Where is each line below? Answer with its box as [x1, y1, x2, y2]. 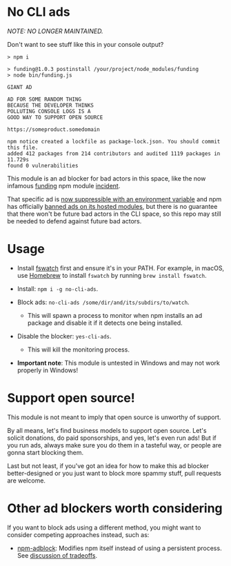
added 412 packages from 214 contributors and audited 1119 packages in [7, 150, 221, 157]
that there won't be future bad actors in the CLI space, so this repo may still [7, 210, 222, 218]
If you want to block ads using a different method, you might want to [7, 523, 201, 532]
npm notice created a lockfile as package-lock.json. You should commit [7, 138, 221, 145]
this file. [7, 144, 39, 151]
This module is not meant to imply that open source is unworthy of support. [7, 413, 221, 421]
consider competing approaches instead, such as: [7, 530, 150, 538]
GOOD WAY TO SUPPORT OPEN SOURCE [7, 114, 103, 121]
